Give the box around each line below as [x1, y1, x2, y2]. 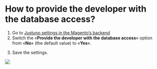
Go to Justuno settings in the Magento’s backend [12, 30, 110, 35]
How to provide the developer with [5, 3, 147, 15]
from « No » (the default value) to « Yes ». [12, 40, 92, 46]
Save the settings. [12, 50, 48, 55]
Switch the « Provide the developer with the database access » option [12, 35, 153, 41]
